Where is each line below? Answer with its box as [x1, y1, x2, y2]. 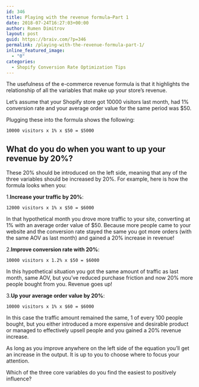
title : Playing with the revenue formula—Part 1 [6, 14, 129, 20]
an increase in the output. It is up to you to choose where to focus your [6, 351, 180, 358]
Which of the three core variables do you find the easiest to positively [6, 369, 176, 376]
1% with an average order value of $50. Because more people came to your [6, 222, 191, 229]
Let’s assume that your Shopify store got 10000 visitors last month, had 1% [6, 98, 189, 106]
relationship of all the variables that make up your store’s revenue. [6, 87, 168, 94]
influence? [6, 375, 32, 382]
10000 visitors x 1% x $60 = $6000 [6, 304, 94, 310]
